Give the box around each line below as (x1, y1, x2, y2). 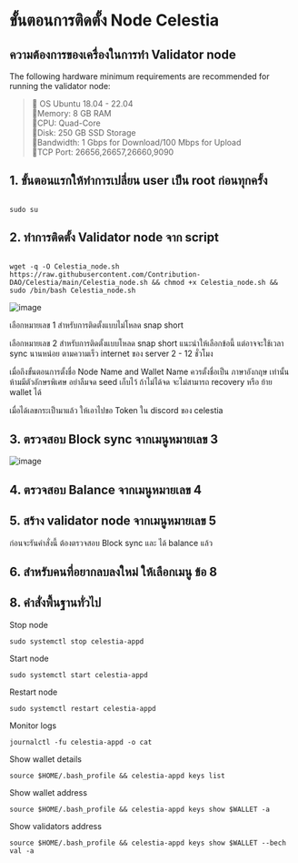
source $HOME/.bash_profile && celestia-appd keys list (9, 771, 225, 780)
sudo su (9, 205, 39, 214)
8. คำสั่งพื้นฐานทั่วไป (9, 595, 102, 611)
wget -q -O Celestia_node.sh (9, 261, 120, 271)
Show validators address (9, 820, 103, 831)
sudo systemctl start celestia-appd (9, 670, 148, 679)
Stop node (9, 619, 48, 630)
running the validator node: (9, 81, 111, 91)
